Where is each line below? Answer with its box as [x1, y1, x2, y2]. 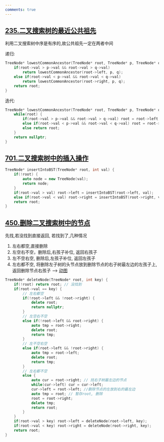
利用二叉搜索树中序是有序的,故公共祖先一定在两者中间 [5, 40, 114, 47]
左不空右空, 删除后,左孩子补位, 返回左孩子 [12, 256, 96, 261]
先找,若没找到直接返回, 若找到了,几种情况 [5, 233, 87, 238]
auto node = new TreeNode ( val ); [22, 177, 89, 182]
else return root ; [22, 126, 60, 130]
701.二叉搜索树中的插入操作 [5, 154, 89, 162]
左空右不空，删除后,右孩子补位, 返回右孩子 [12, 249, 98, 255]
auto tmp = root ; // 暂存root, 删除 [31, 391, 103, 396]
